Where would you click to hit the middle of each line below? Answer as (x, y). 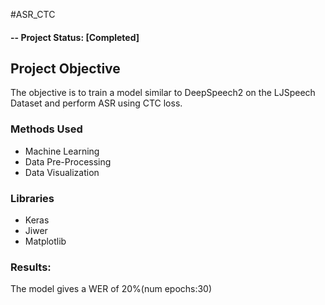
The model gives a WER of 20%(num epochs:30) (111, 289)
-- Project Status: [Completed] (75, 37)
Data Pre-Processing (68, 161)
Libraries (32, 198)
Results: (31, 267)
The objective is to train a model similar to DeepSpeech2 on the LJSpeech (163, 93)
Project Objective (65, 68)
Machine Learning (62, 151)
